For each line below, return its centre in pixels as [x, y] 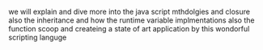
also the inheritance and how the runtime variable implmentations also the [131, 20]
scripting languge [38, 37]
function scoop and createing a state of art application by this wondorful [129, 29]
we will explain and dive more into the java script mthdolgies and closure [129, 12]
